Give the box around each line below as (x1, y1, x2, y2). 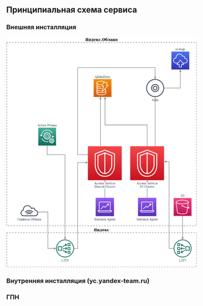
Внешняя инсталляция (6, 23, 77, 32)
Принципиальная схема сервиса (6, 5, 137, 15)
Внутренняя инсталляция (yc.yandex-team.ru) (6, 277, 150, 285)
